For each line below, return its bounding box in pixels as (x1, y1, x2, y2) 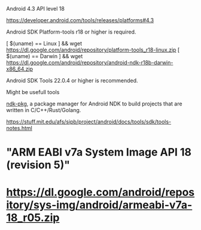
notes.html (6, 125, 33, 131)
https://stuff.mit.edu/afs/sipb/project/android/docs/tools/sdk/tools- (6, 118, 172, 125)
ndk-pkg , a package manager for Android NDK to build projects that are (6, 100, 182, 107)
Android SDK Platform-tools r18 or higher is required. (6, 28, 136, 35)
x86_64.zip (6, 65, 33, 72)
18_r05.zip (6, 211, 60, 225)
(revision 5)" (6, 158, 71, 172)
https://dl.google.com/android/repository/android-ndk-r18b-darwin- (6, 59, 173, 66)
